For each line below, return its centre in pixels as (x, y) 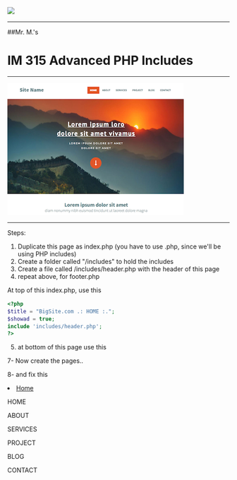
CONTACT (22, 470)
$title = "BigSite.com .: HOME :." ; (61, 311)
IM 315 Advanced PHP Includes (101, 61)
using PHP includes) (47, 253)
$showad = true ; (31, 319)
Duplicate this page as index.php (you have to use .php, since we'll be (119, 246)
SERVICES (22, 429)
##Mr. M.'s (23, 32)
